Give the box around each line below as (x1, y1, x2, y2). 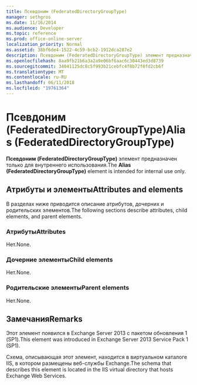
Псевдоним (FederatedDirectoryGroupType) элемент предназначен (6, 155, 178, 162)
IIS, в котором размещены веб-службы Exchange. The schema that (6, 360, 172, 367)
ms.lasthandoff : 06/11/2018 (6, 80, 75, 86)
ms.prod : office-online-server (6, 36, 83, 42)
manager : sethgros (6, 14, 51, 20)
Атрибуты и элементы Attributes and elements (6, 185, 184, 195)
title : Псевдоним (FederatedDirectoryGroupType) (6, 8, 127, 15)
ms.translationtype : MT (6, 69, 64, 75)
